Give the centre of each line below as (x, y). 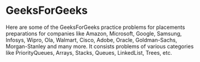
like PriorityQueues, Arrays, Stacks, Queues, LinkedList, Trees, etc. (89, 52)
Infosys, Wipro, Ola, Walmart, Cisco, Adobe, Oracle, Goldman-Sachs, (92, 40)
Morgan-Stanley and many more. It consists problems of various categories (100, 46)
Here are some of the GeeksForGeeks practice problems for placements (95, 27)
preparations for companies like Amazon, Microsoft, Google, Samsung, (94, 33)
